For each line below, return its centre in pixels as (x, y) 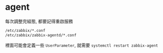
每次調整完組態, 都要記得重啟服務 (39, 21)
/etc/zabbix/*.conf (25, 30)
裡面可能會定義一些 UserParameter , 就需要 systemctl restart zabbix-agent (81, 45)
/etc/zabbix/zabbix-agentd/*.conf (41, 35)
